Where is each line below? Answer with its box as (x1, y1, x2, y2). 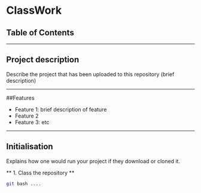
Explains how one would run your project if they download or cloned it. (6, 157, 181, 165)
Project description (6, 55, 80, 65)
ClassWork (6, 4, 62, 17)
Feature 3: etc (14, 118, 50, 126)
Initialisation (6, 141, 53, 152)
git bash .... (6, 180, 42, 186)
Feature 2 (14, 112, 39, 119)
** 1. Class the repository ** (6, 169, 75, 176)
